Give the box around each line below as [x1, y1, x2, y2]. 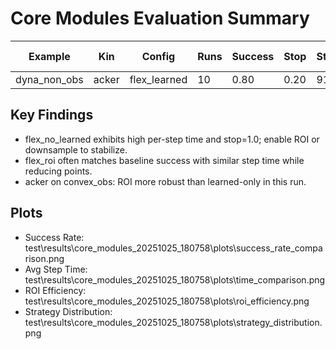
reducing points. [24, 165, 93, 177]
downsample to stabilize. [24, 143, 128, 156]
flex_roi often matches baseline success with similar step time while [24, 154, 305, 166]
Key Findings [10, 107, 94, 124]
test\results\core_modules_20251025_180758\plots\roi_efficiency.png [24, 295, 310, 307]
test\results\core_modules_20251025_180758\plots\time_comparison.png [24, 273, 326, 286]
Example [28, 49, 71, 63]
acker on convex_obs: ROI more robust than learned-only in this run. [24, 175, 307, 187]
